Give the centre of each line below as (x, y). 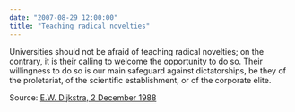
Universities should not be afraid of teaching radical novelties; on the (137, 51)
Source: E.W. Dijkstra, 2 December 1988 (83, 97)
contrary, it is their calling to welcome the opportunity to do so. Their (136, 61)
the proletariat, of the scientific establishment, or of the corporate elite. (140, 80)
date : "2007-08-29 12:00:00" (64, 17)
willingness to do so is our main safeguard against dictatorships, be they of (148, 70)
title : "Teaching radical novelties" (80, 26)
